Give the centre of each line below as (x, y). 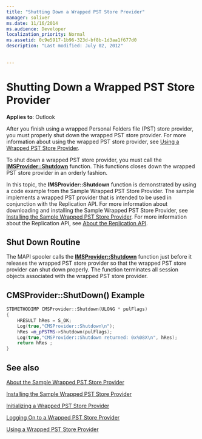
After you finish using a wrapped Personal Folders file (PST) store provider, (100, 129)
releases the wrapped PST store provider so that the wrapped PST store (96, 263)
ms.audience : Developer (36, 29)
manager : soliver (28, 18)
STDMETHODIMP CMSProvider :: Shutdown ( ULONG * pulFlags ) (77, 309)
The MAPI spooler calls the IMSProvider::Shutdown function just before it (99, 257)
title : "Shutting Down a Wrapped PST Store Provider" (76, 12)
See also (23, 368)
